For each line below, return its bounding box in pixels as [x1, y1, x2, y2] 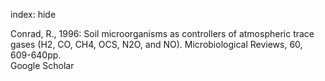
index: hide [10, 9, 57, 20]
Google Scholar [10, 60, 75, 71]
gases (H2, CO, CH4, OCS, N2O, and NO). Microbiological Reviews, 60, [10, 39, 303, 50]
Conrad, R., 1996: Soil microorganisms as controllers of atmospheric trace [10, 28, 315, 39]
